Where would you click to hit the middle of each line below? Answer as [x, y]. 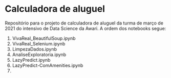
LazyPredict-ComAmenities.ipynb [48, 65]
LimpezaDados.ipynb [35, 49]
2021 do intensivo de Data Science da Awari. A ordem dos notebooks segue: [85, 28]
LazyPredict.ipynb [31, 60]
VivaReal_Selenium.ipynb [39, 43]
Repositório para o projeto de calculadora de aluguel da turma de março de [84, 23]
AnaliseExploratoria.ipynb [39, 55]
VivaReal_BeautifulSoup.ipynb [44, 38]
